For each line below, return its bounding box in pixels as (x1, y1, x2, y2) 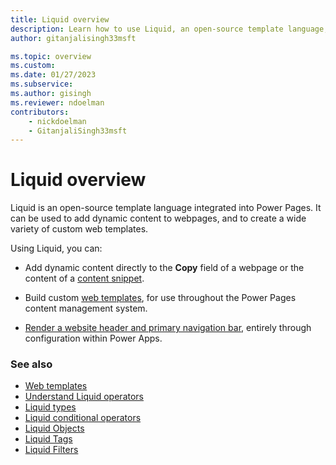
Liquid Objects (24, 422, 85, 435)
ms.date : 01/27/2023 (10, 70, 97, 80)
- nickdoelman (28, 116, 87, 126)
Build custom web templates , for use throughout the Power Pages (24, 292, 297, 304)
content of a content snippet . (24, 272, 145, 285)
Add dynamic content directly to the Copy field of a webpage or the (24, 262, 305, 274)
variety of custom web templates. (10, 223, 149, 235)
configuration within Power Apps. (24, 332, 163, 345)
